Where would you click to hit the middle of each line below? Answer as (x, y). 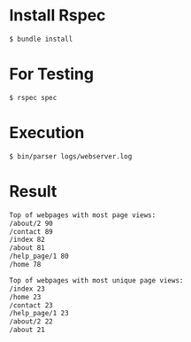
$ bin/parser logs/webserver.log (71, 156)
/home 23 (25, 297)
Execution (47, 133)
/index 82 (27, 240)
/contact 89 (31, 231)
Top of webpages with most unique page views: (96, 280)
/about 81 (27, 248)
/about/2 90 (31, 223)
